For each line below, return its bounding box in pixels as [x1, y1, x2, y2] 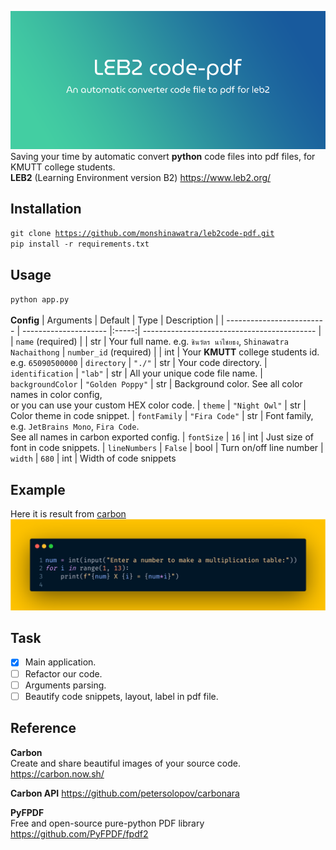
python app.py [10, 295, 70, 305]
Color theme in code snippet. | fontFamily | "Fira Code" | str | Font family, [10, 410, 314, 422]
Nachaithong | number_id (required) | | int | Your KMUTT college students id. [10, 346, 320, 358]
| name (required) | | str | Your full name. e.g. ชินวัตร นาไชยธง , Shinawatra [10, 336, 289, 348]
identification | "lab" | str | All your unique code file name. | [10, 367, 263, 380]
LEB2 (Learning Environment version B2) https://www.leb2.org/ [10, 171, 272, 183]
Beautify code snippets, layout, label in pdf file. [24, 690, 219, 702]
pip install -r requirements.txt [10, 239, 150, 250]
